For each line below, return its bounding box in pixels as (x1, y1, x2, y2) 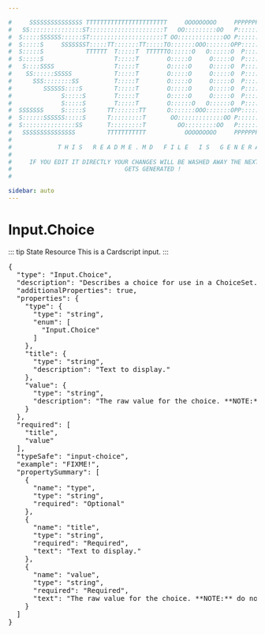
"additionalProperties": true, (16, 286, 138, 294)
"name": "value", (32, 570, 100, 579)
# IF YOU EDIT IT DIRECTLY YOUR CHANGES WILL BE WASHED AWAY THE (8, 158, 242, 166)
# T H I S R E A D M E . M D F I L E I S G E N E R (8, 143, 252, 151)
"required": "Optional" (32, 499, 125, 508)
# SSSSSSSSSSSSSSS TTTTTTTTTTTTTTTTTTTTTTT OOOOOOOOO (8, 18, 217, 26)
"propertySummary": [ (16, 467, 100, 476)
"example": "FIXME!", (16, 460, 100, 468)
